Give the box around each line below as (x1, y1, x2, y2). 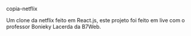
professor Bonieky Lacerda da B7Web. (6, 23, 101, 30)
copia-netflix (6, 5, 38, 12)
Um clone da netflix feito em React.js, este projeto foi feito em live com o (6, 17, 185, 23)
